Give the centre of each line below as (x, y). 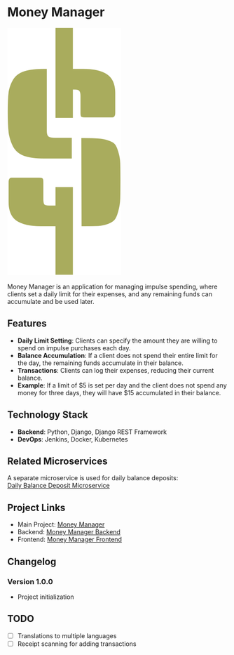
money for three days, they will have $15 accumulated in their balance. (119, 392)
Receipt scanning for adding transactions (77, 644)
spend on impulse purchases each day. (74, 348)
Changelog (32, 561)
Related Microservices (57, 461)
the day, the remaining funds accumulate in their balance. (100, 363)
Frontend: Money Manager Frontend (70, 540)
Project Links (36, 507)
